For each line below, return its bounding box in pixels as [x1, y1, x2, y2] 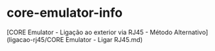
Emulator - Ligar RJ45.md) [65, 35, 143, 43]
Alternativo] [174, 28, 209, 36]
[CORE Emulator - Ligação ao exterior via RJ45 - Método [6, 28, 173, 36]
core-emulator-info [6, 5, 123, 21]
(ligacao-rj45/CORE [6, 35, 65, 43]
